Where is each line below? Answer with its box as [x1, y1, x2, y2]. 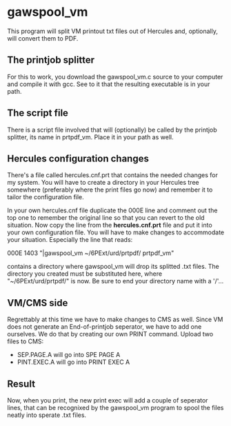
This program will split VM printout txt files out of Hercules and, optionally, [7, 27, 219, 35]
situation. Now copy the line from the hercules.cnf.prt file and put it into [7, 221, 212, 230]
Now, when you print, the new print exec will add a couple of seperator [7, 396, 208, 404]
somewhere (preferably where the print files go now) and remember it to [7, 185, 213, 194]
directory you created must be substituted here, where [7, 270, 163, 278]
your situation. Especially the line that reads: [7, 236, 133, 244]
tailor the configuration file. [7, 193, 84, 201]
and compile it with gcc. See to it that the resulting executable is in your [7, 80, 210, 88]
